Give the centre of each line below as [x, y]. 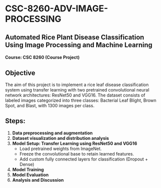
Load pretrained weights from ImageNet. [61, 149]
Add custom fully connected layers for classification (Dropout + [84, 159]
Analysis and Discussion [38, 180]
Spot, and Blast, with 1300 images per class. [50, 105]
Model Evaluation [30, 175]
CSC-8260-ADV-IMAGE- [57, 9]
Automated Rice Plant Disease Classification [75, 37]
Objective [20, 73]
